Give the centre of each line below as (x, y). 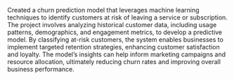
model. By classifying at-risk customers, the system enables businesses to (115, 40)
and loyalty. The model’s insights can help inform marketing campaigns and (117, 54)
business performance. (41, 69)
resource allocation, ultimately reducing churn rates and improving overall (114, 62)
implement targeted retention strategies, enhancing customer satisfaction (113, 47)
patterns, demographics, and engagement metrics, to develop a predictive (115, 32)
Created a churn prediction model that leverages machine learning (103, 10)
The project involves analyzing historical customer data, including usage (112, 25)
